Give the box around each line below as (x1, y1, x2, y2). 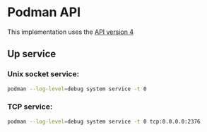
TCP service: (7, 102, 53, 112)
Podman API (7, 4, 81, 20)
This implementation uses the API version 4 (7, 28, 134, 36)
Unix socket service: (7, 69, 80, 79)
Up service (7, 48, 57, 60)
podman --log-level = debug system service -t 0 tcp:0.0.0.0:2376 (7, 118, 201, 125)
